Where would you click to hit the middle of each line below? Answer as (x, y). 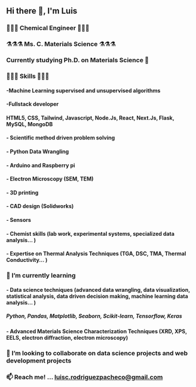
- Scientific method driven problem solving (61, 138)
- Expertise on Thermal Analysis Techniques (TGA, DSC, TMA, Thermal (96, 254)
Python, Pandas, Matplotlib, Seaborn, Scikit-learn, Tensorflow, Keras (94, 316)
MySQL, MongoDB (30, 124)
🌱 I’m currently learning (41, 276)
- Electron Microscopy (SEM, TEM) (50, 179)
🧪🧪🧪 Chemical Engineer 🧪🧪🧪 (48, 28)
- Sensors (19, 220)
